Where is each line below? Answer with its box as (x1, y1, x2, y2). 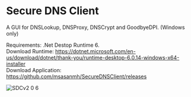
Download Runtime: (6, 47, 55, 54)
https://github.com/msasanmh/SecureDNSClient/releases (6, 73, 147, 80)
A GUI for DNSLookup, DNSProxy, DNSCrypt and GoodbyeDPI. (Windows (6, 24, 185, 31)
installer (6, 60, 26, 67)
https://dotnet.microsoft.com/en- (55, 47, 136, 54)
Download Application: (6, 66, 62, 73)
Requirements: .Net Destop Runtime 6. (6, 41, 100, 48)
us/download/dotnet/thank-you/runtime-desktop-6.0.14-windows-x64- (6, 54, 180, 61)
